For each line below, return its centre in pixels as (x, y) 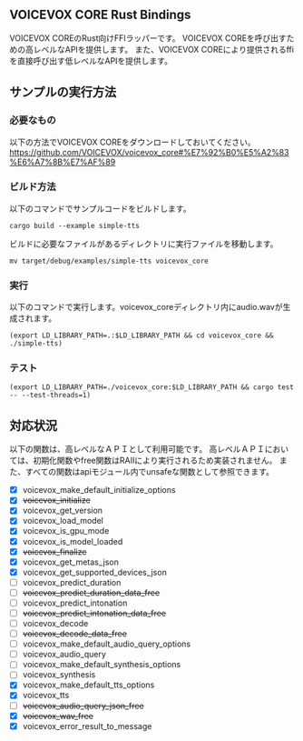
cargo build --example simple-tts (75, 225)
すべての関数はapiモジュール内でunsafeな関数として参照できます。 (150, 472)
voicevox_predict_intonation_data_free (94, 613)
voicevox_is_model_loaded (73, 541)
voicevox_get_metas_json (71, 562)
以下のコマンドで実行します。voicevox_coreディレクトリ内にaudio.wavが (146, 307)
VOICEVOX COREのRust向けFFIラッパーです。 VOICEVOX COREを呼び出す (148, 38)
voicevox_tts (46, 696)
